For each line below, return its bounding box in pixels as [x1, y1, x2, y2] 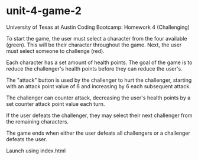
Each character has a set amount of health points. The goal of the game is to [6, 59, 193, 66]
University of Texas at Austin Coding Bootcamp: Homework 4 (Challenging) [6, 24, 190, 31]
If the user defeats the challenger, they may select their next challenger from [6, 112, 193, 119]
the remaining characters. [6, 118, 69, 125]
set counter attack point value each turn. [6, 100, 105, 107]
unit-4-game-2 [6, 4, 82, 18]
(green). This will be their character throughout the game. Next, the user [6, 41, 182, 48]
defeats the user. [6, 135, 47, 142]
